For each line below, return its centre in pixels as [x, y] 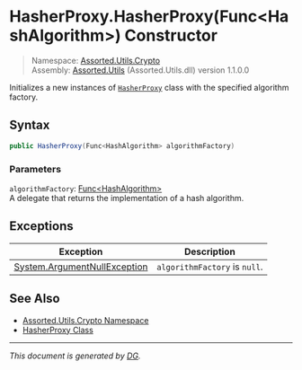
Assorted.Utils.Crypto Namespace [85, 320]
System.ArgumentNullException [81, 267]
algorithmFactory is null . [210, 267]
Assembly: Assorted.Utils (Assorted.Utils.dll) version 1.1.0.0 [140, 70]
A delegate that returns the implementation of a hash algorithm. [127, 198]
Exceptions [41, 226]
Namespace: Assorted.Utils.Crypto [95, 60]
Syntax [30, 125]
